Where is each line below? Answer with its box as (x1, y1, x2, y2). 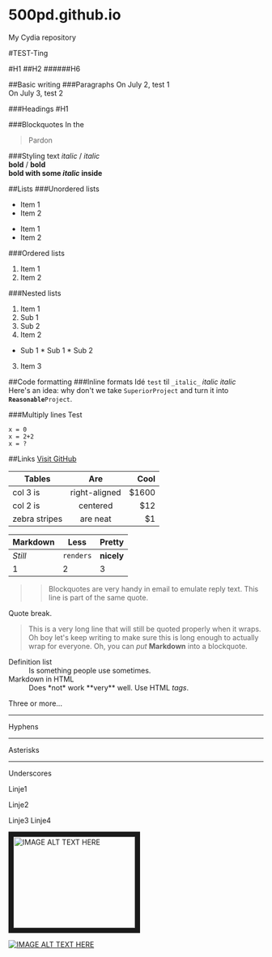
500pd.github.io (8, 6, 121, 24)
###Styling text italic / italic (8, 151, 100, 160)
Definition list (8, 656, 53, 666)
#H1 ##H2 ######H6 (8, 63, 81, 74)
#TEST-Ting (8, 48, 49, 58)
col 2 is (12, 500, 40, 511)
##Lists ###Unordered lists (8, 184, 100, 194)
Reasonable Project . (8, 394, 73, 404)
